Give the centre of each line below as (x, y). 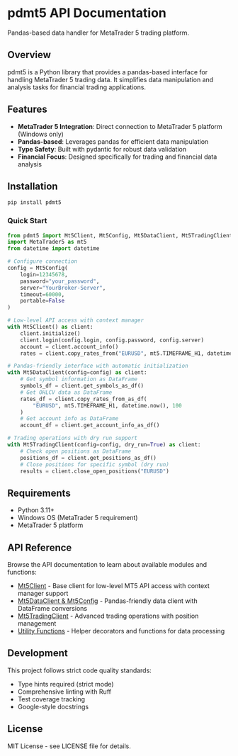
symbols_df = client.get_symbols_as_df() (82, 386)
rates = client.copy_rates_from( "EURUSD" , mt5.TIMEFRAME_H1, (112, 353)
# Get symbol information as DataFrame (79, 379)
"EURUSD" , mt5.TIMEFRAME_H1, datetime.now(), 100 (107, 405)
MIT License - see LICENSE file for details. (69, 746)
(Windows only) (40, 134)
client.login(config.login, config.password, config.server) (112, 340)
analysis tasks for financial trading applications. (77, 87)
